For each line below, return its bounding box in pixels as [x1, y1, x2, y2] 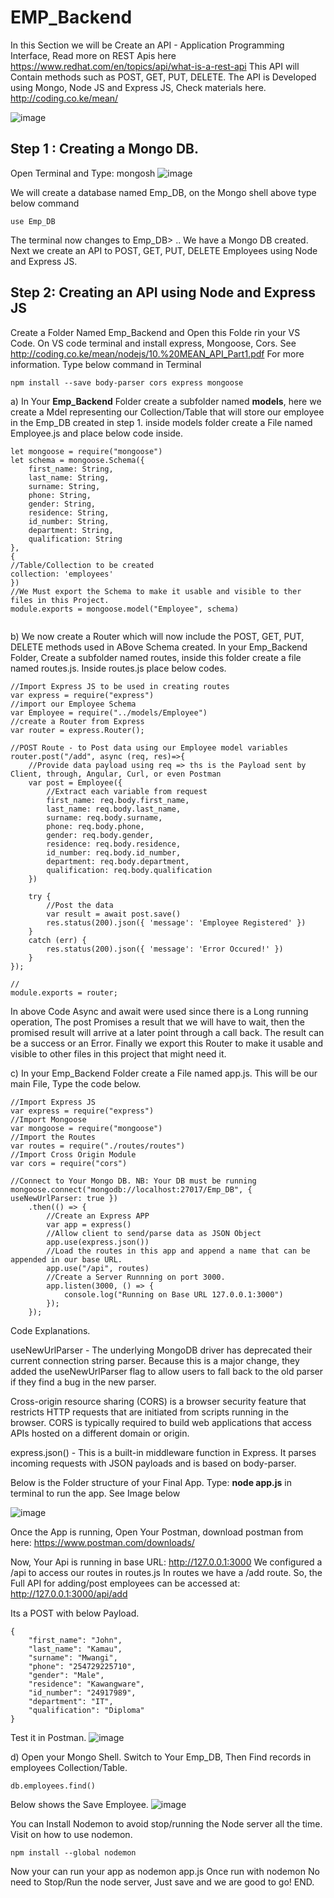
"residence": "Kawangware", [28, 1679, 145, 1689]
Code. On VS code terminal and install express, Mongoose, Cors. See [10, 337, 297, 349]
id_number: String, [28, 516, 110, 526]
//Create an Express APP [46, 1211, 150, 1221]
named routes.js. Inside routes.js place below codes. [10, 662, 227, 674]
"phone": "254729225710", [28, 1661, 137, 1671]
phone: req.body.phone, [46, 821, 145, 831]
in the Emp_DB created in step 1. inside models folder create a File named [10, 416, 313, 428]
